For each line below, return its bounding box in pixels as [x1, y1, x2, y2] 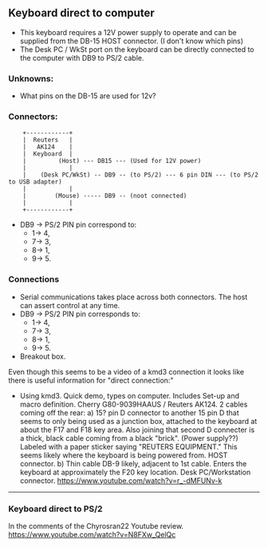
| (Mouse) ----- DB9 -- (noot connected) [22, 192, 187, 200]
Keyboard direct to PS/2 [8, 503, 103, 514]
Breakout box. [19, 351, 66, 361]
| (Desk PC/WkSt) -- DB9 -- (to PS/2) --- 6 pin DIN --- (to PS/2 [22, 171, 259, 179]
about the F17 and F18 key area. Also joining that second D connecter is [19, 425, 255, 434]
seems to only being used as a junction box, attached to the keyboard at [19, 416, 258, 426]
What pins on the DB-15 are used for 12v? [19, 91, 156, 101]
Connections [8, 274, 60, 285]
